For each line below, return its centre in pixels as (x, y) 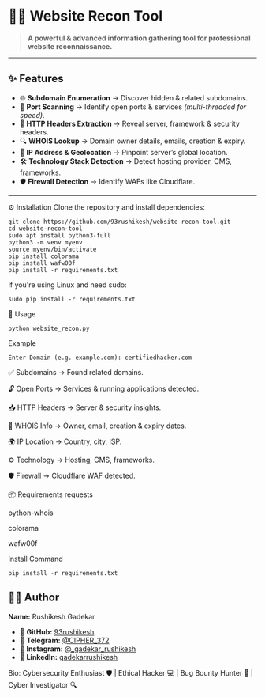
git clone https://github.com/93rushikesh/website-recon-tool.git (119, 222)
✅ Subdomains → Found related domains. (76, 372)
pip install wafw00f (42, 263)
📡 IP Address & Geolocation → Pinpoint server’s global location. (123, 152)
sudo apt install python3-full (60, 235)
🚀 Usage (22, 314)
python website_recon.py (49, 328)
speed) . (32, 115)
